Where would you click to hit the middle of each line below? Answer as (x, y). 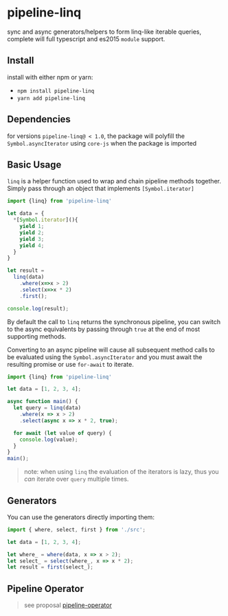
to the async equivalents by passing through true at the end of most (104, 329)
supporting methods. (37, 336)
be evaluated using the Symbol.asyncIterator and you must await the (105, 357)
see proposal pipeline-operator (68, 605)
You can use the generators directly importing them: (81, 517)
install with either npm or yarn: (50, 77)
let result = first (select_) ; (50, 567)
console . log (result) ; (38, 308)
